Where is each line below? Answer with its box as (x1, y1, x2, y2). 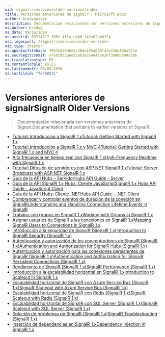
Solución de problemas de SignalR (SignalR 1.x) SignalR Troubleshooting (12, 311, 157, 316)
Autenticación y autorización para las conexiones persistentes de (12, 248, 145, 254)
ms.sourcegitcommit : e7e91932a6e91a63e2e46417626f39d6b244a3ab (5, 52, 137, 58)
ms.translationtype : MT (5, 57, 54, 62)
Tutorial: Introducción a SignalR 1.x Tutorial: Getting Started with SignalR (12, 133, 156, 139)
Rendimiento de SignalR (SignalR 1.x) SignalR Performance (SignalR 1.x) (12, 263, 156, 270)
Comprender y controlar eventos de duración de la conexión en (12, 196, 141, 202)
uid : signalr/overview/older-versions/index (5, 7, 98, 12)
